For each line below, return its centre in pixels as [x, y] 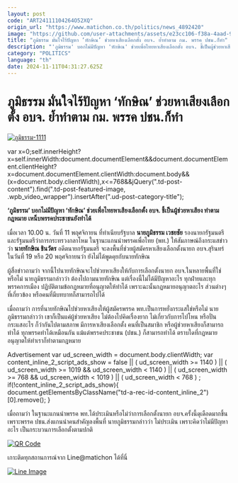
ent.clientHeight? [32, 166]
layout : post [27, 14]
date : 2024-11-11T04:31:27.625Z [55, 67]
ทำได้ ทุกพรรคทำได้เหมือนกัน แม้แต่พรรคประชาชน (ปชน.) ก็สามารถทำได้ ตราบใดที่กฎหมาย [113, 332]
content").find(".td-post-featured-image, [67, 189]
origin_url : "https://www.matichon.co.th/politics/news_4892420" [106, 27]
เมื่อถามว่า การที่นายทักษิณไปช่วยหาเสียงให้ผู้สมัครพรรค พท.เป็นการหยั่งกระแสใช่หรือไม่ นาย [113, 308]
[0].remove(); [27, 399]
